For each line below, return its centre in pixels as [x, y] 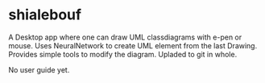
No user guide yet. [39, 69]
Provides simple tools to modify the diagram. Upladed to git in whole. [123, 54]
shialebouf [45, 15]
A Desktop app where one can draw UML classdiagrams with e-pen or [125, 37]
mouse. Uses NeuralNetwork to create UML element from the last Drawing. [133, 45]
